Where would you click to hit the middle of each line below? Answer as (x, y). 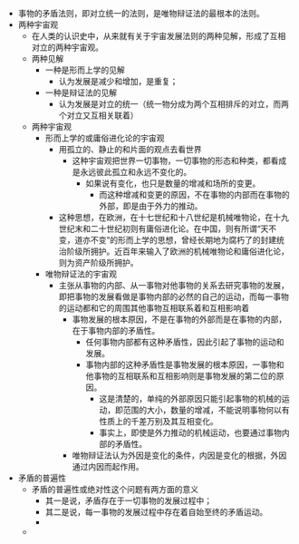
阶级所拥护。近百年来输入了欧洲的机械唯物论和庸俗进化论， (178, 251)
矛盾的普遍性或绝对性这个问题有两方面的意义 (115, 489)
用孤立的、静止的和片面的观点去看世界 (130, 149)
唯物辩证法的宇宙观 (81, 274)
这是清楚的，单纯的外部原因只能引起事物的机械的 (191, 398)
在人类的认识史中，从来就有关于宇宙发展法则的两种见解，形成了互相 (159, 36)
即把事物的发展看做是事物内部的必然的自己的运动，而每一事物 (174, 296)
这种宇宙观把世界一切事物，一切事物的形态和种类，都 (171, 160)
